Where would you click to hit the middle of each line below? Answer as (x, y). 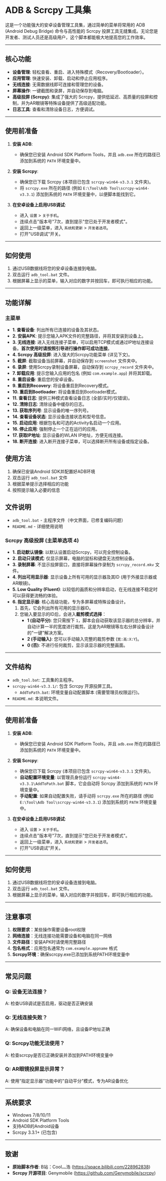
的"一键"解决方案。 (46, 633)
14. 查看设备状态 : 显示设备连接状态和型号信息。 (60, 417)
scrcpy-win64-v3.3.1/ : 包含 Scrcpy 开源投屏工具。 (63, 686)
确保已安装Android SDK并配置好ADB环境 (54, 471)
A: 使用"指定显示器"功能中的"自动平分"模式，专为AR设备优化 (67, 1081)
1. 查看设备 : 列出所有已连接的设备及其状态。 (57, 330)
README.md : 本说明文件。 (37, 698)
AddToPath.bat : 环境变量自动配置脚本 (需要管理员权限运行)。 (81, 692)
